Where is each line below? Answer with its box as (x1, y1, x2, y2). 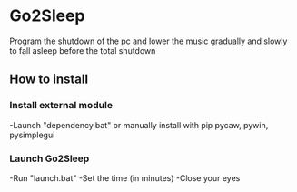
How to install (9, 72, 89, 87)
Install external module (9, 99, 114, 112)
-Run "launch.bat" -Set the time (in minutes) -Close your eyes (9, 172, 241, 183)
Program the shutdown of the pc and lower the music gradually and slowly (9, 35, 288, 46)
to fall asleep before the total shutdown (9, 45, 156, 56)
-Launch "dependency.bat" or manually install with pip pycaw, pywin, (9, 119, 269, 130)
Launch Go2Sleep (9, 152, 90, 165)
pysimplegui (9, 129, 55, 140)
